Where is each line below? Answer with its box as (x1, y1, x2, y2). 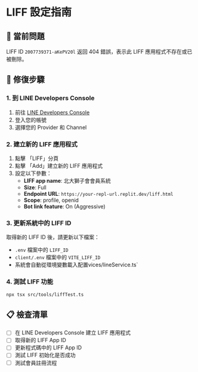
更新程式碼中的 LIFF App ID (14, 344, 82, 351)
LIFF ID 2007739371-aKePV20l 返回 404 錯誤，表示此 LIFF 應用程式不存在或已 (6, 48, 193, 55)
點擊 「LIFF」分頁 (14, 155, 58, 162)
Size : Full (23, 183, 47, 191)
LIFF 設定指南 (6, 5, 72, 19)
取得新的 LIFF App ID (14, 337, 67, 344)
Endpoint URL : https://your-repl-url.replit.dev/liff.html (23, 190, 174, 197)
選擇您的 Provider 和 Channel (14, 124, 87, 131)
